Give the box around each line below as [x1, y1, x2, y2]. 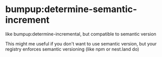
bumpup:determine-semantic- [5, 4, 137, 15]
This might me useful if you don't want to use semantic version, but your [5, 40, 157, 46]
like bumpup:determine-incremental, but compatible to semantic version [5, 31, 156, 37]
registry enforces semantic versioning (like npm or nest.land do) [5, 46, 140, 52]
